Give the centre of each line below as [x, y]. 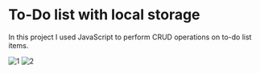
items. [19, 45]
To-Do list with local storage [104, 15]
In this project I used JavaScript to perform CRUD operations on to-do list [130, 37]
